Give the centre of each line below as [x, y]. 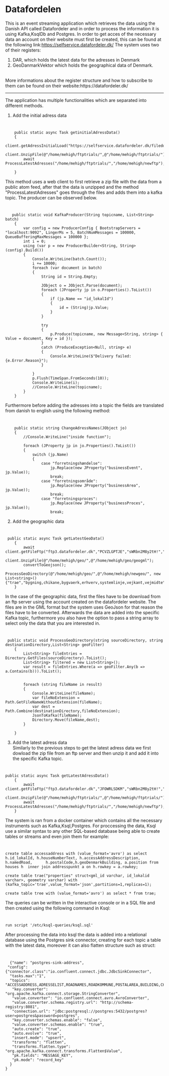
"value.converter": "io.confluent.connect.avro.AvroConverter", [81, 998]
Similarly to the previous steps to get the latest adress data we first [82, 747]
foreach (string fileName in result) [63, 684]
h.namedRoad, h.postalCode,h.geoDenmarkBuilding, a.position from [82, 863]
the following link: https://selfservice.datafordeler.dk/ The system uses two [82, 44]
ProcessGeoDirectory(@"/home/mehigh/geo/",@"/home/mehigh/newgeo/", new [83, 574]
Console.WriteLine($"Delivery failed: [91, 356]
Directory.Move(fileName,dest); [66, 720]
